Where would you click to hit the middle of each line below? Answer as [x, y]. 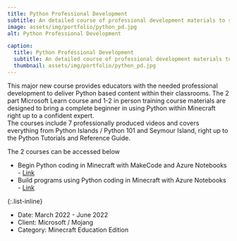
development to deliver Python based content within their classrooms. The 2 [118, 93]
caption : [20, 46]
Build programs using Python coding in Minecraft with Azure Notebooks [122, 180]
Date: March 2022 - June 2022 [62, 214]
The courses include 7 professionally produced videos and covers [103, 123]
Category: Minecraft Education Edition [73, 230]
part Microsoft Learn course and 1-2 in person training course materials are [116, 100]
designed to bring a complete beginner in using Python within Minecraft [111, 108]
